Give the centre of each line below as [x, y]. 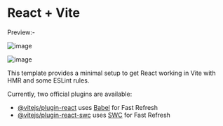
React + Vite [44, 13]
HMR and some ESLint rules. [48, 80]
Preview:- [21, 32]
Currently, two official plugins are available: [70, 94]
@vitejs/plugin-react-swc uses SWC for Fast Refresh [94, 115]
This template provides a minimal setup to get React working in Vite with [111, 73]
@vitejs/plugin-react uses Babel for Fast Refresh [88, 107]
